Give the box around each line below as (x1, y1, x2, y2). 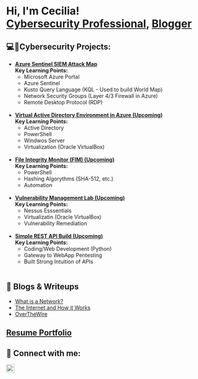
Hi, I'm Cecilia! (6, 4, 80, 18)
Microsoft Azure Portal (23, 73, 80, 80)
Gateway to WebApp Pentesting (23, 252, 103, 258)
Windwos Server (23, 137, 65, 144)
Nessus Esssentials (23, 207, 72, 214)
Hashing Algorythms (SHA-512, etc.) (23, 175, 114, 182)
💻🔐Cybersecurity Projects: (6, 41, 111, 52)
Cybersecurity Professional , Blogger (6, 17, 192, 31)
